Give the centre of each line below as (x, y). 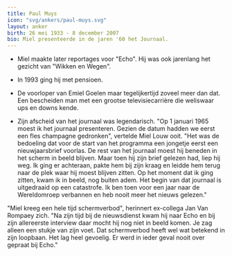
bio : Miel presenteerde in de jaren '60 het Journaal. (88, 39)
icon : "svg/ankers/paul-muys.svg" (57, 20)
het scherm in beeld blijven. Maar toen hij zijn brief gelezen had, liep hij (118, 158)
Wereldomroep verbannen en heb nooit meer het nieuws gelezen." (112, 195)
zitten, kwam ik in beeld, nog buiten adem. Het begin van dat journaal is (119, 180)
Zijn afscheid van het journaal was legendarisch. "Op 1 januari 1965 (113, 121)
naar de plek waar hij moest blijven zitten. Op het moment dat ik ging (115, 173)
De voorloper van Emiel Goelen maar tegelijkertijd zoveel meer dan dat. (118, 93)
